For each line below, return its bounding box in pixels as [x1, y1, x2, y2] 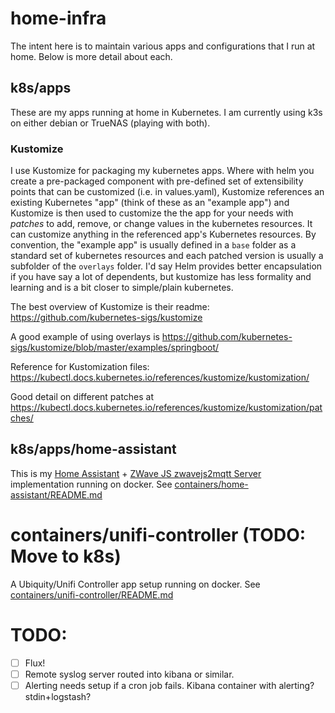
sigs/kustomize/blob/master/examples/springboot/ [10, 342, 220, 354]
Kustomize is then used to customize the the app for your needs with [10, 207, 294, 219]
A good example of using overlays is [10, 331, 160, 343]
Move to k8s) [10, 545, 122, 568]
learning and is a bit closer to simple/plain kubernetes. [10, 282, 234, 294]
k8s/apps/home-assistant [10, 441, 177, 458]
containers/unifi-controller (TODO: [10, 524, 307, 547]
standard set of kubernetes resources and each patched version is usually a [10, 250, 324, 262]
